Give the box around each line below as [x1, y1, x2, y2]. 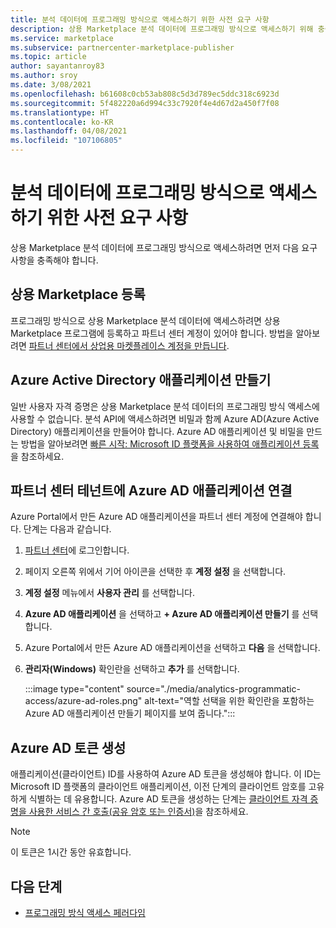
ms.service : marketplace [10, 33, 114, 43]
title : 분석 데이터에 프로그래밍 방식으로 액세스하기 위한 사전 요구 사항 [10, 14, 270, 25]
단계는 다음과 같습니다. [23, 523, 112, 535]
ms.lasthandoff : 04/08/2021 [10, 126, 128, 136]
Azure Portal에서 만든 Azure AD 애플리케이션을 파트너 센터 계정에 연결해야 [10, 511, 303, 523]
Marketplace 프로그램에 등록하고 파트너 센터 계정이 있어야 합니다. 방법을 [10, 327, 294, 339]
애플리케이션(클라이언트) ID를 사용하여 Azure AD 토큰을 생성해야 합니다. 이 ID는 [10, 768, 322, 780]
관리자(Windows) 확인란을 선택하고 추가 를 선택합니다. [24, 663, 240, 675]
